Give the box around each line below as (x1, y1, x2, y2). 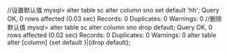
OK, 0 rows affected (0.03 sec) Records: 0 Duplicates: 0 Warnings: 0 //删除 (7, 14, 223, 23)
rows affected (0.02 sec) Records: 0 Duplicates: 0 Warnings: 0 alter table (7, 31, 217, 39)
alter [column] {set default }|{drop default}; (7, 39, 131, 46)
